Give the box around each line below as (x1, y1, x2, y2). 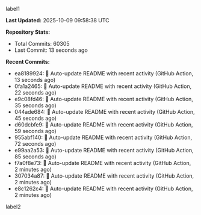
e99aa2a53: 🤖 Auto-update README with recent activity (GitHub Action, (14, 147, 194, 154)
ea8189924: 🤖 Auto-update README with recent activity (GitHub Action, (14, 70, 194, 77)
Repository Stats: (5, 28, 51, 36)
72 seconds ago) (14, 140, 57, 147)
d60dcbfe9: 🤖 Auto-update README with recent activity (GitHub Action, (14, 121, 193, 128)
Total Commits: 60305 (14, 40, 70, 47)
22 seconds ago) (14, 89, 57, 96)
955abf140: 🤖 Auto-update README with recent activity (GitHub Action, (14, 134, 193, 141)
